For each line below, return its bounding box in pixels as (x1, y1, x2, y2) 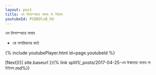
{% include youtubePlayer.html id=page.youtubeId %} (5, 50, 115, 56)
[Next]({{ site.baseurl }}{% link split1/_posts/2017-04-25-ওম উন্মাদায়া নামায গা (5, 60, 151, 66)
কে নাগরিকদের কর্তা (12, 40, 40, 46)
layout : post (5, 7, 32, 12)
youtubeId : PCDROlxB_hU (5, 16, 54, 21)
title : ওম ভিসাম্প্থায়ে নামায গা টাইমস (5, 12, 63, 17)
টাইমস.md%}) (5, 65, 30, 71)
